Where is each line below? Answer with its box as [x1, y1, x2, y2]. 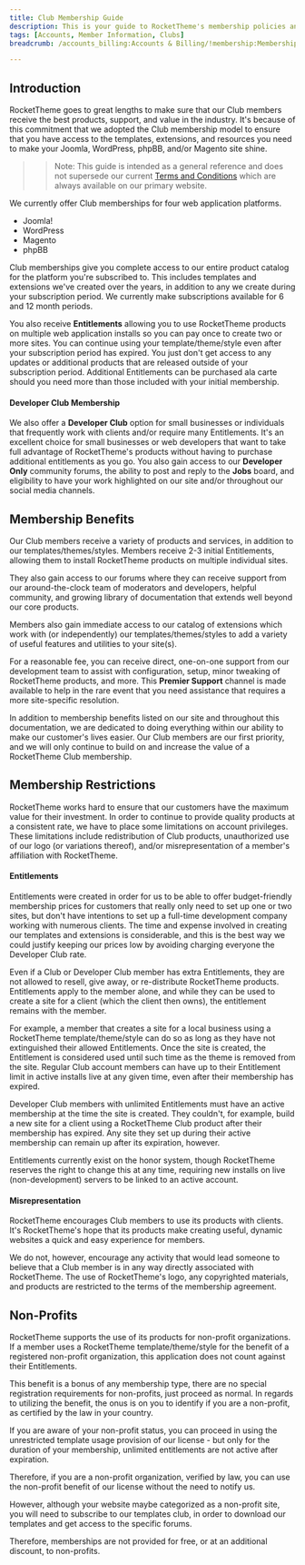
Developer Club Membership [9, 397, 121, 408]
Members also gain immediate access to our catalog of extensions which [9, 620, 283, 631]
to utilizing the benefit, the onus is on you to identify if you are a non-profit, [9, 1398, 290, 1408]
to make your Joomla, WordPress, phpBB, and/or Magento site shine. [9, 143, 268, 155]
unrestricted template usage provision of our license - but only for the [9, 1435, 271, 1446]
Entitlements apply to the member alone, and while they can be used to [9, 986, 275, 997]
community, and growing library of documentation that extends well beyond [9, 592, 293, 603]
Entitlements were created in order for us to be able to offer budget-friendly [9, 891, 292, 902]
